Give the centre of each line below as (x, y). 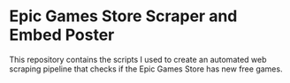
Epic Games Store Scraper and (123, 16)
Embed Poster (62, 35)
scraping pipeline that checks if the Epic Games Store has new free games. (146, 69)
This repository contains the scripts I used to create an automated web (138, 59)
